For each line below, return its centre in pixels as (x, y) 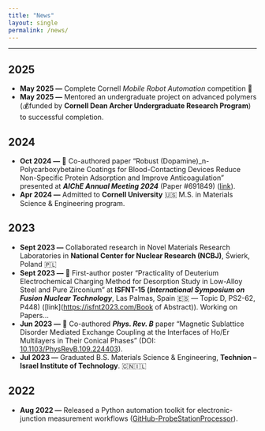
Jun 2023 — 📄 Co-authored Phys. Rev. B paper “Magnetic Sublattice (132, 324)
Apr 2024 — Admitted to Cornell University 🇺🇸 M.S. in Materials (126, 195)
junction (33, 418)
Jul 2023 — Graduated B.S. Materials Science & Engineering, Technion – (138, 357)
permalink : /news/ (38, 30)
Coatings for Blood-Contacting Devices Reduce (164, 169)
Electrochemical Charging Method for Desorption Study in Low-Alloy (131, 281)
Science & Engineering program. (72, 203)
